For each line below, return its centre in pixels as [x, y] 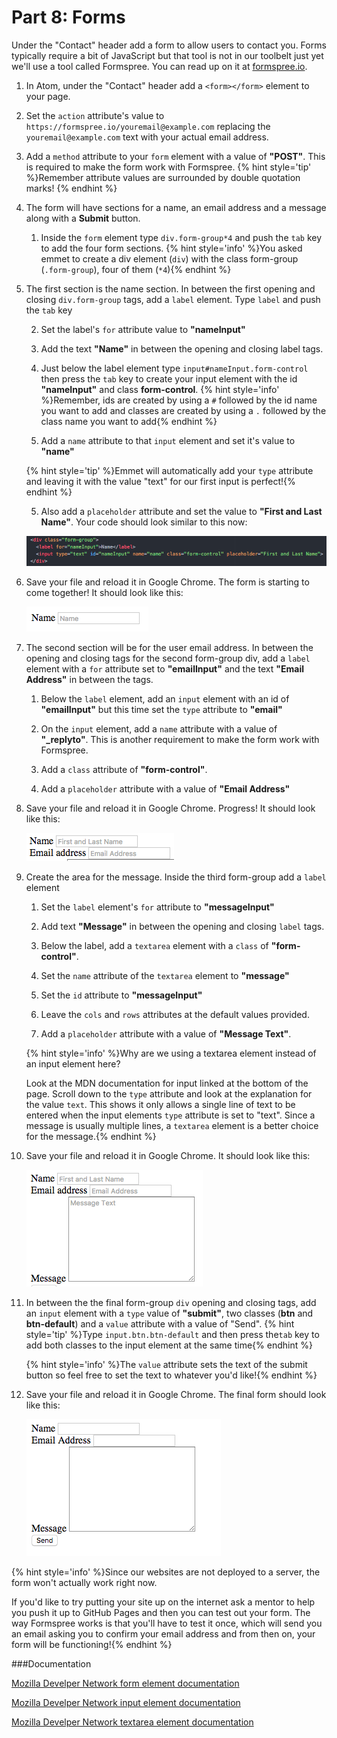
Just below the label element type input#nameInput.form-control [174, 368]
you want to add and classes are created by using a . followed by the [183, 410]
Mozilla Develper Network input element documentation [126, 1702]
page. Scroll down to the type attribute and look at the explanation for [169, 1094]
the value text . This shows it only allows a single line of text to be [160, 1104]
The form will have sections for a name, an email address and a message [176, 207]
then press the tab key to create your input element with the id [169, 378]
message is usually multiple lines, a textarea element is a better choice [172, 1125]
